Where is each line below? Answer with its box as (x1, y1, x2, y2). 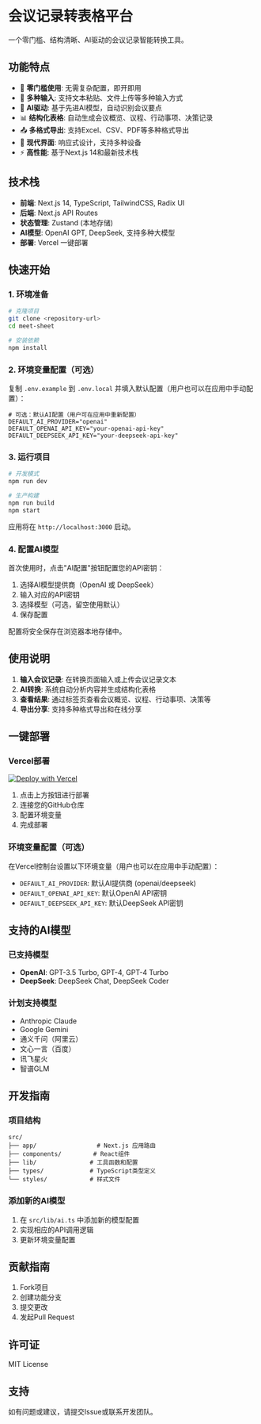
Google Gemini (19, 1024, 69, 1034)
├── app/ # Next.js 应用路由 (8, 1142, 157, 1150)
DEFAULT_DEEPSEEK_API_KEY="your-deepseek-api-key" (8, 432, 179, 439)
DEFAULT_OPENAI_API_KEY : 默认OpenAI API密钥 (19, 888, 168, 897)
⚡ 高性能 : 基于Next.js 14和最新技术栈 (19, 148, 139, 157)
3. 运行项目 (8, 451, 51, 463)
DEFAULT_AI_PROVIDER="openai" (8, 417, 108, 425)
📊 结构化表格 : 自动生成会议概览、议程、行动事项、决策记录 (19, 113, 214, 122)
